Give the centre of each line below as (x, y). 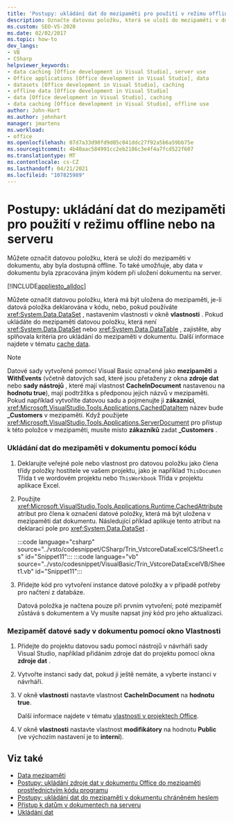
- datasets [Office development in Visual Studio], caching (96, 85)
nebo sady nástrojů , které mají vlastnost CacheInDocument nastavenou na (116, 385)
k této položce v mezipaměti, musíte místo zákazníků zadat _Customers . (112, 430)
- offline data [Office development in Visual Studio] (88, 91)
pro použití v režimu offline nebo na (111, 224)
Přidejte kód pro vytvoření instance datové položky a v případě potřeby (119, 585)
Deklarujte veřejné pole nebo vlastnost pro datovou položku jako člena (118, 463)
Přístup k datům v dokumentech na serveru (79, 805)
